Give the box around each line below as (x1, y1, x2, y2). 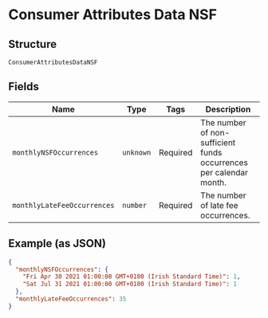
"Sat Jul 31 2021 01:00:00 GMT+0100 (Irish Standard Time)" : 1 (22, 281, 238, 289)
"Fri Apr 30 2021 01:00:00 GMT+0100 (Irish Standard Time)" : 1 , (22, 273, 241, 281)
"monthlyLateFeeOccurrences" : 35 (15, 295, 127, 303)
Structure (8, 37, 57, 51)
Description (205, 104, 251, 115)
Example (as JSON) (8, 237, 106, 250)
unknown (122, 147, 152, 157)
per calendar (200, 167, 249, 178)
